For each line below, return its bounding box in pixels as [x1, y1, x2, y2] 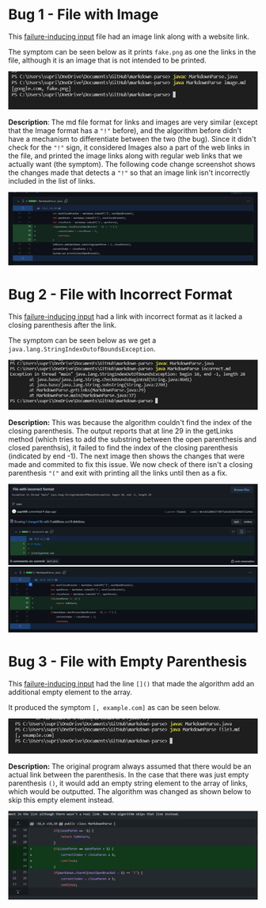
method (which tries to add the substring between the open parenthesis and [8, 435, 257, 444]
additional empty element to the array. [8, 687, 133, 697]
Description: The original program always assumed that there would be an [8, 762, 252, 771]
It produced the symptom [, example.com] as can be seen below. [8, 703, 221, 712]
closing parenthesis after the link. [8, 320, 117, 329]
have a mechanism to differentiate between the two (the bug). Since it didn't [8, 134, 256, 143]
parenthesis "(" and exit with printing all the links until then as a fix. [8, 469, 228, 478]
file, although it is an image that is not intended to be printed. [8, 55, 207, 65]
